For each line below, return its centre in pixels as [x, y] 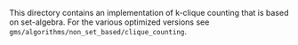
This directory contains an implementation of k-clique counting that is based [149, 13]
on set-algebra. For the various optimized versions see [109, 22]
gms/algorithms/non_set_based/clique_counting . [98, 31]
